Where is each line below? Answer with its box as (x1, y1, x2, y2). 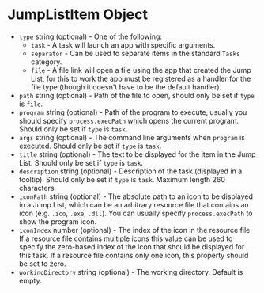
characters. (18, 183, 57, 192)
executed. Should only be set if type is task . (18, 141, 162, 150)
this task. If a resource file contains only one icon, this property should (18, 250, 249, 260)
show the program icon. (18, 216, 96, 226)
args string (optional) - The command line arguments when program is (18, 132, 246, 142)
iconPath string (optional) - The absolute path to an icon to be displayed (18, 192, 254, 201)
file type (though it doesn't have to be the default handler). (30, 82, 222, 92)
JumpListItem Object (7, 6, 148, 24)
